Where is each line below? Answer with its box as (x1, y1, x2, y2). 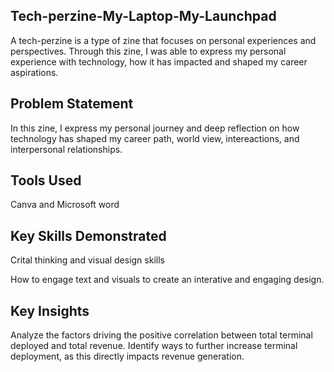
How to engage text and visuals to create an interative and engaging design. (10, 274, 325, 286)
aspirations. (10, 66, 59, 78)
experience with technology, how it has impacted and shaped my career (10, 55, 308, 68)
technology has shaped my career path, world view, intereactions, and (10, 132, 300, 144)
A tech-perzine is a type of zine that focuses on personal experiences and (10, 34, 317, 46)
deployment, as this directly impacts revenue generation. (10, 350, 245, 363)
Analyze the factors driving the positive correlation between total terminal (10, 329, 313, 341)
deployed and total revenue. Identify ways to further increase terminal (10, 340, 298, 352)
